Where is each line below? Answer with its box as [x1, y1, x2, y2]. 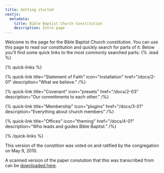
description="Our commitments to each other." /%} [5, 94, 109, 100]
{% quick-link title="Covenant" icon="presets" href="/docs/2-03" [5, 89, 139, 95]
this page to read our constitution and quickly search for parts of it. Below [5, 44, 155, 50]
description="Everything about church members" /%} [5, 109, 114, 115]
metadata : [9, 16, 30, 21]
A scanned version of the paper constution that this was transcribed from [5, 157, 154, 163]
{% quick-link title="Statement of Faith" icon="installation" [5, 74, 124, 80]
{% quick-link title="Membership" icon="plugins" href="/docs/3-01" [5, 104, 144, 109]
